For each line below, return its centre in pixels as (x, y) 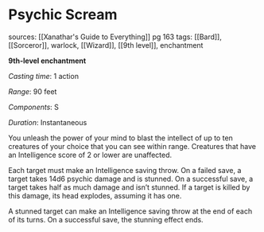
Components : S (34, 107)
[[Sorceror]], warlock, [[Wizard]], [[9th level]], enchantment (106, 45)
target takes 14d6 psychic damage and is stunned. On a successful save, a (131, 179)
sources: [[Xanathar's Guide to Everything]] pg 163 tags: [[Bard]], (115, 37)
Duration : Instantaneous (48, 122)
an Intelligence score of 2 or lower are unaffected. (90, 155)
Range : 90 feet (33, 91)
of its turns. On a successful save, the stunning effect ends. (106, 219)
